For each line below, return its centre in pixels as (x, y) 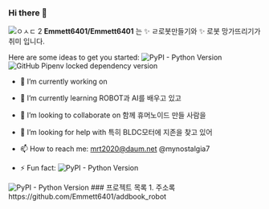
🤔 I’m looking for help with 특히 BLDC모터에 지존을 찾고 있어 (116, 133)
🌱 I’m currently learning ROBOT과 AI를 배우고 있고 (101, 98)
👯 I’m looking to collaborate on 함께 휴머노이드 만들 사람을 (113, 115)
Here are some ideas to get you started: (74, 57)
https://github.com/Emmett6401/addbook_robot (88, 197)
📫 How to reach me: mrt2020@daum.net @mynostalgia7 (115, 149)
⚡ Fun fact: (38, 168)
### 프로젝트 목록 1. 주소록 (133, 187)
